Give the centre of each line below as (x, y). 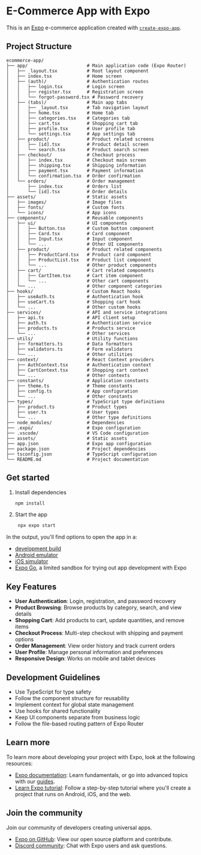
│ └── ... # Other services (68, 333)
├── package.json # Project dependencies (76, 449)
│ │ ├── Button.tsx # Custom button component (80, 228)
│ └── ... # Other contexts (68, 375)
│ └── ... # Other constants (70, 396)
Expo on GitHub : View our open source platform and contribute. (94, 839)
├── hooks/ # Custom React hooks (73, 291)
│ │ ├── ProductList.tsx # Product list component (79, 260)
